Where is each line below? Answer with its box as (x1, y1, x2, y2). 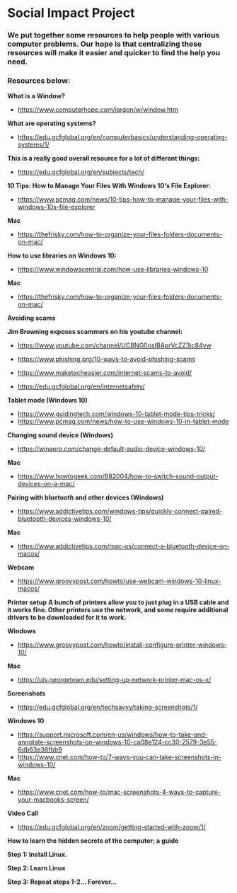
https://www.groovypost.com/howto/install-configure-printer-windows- (17, 640, 228, 649)
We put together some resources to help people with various (7, 30, 220, 40)
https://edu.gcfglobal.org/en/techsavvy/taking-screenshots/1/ (17, 703, 198, 712)
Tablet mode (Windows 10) (7, 396, 88, 405)
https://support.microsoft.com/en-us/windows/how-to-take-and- (17, 730, 209, 739)
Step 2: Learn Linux (7, 864, 66, 872)
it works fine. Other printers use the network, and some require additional (7, 606, 229, 614)
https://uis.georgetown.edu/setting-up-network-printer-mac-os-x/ (17, 676, 212, 684)
